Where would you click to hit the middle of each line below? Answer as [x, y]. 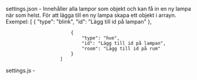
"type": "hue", [101, 38]
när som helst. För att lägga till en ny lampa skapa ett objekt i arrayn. [91, 15]
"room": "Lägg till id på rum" [121, 48]
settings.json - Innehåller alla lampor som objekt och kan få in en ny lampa [98, 9]
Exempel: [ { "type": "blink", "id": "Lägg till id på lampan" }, [79, 22]
